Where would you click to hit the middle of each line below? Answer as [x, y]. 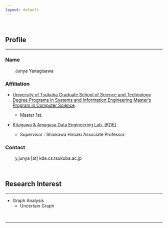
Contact [15, 147]
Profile [16, 40]
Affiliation [17, 84]
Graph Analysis [28, 200]
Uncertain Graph [37, 206]
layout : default [22, 10]
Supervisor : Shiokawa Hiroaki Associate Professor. [73, 135]
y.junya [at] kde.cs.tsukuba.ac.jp [48, 158]
